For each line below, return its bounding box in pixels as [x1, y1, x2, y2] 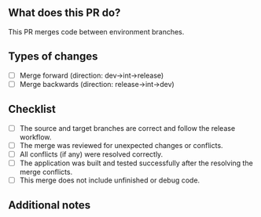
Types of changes [8, 50, 98, 63]
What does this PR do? [8, 6, 121, 20]
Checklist [8, 103, 57, 116]
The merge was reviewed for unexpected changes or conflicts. [19, 140, 223, 150]
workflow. [19, 132, 52, 142]
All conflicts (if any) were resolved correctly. [19, 149, 164, 159]
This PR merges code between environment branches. [8, 27, 185, 36]
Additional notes [8, 199, 91, 212]
